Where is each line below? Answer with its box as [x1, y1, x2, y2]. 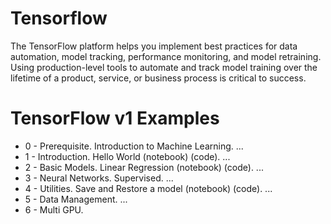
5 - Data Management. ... [24, 193, 128, 205]
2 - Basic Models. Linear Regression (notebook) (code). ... [24, 161, 264, 173]
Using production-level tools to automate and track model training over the [10, 61, 318, 73]
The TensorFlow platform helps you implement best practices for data [10, 40, 298, 52]
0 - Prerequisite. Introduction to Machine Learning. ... [24, 140, 244, 152]
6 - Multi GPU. [24, 203, 84, 216]
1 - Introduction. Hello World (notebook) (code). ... [24, 150, 231, 162]
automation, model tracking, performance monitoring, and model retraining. [10, 50, 322, 62]
